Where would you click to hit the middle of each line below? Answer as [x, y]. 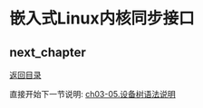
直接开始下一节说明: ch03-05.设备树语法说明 [92, 94]
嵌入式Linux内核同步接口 [102, 18]
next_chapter [48, 52]
